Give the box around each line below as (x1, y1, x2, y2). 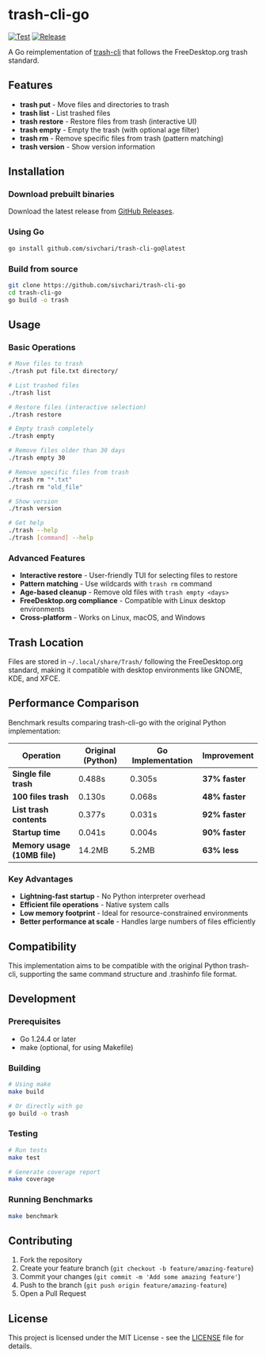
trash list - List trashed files (19, 108, 111, 117)
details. (8, 1341, 32, 1351)
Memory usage (12, 840, 71, 851)
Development (8, 992, 77, 1005)
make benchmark (8, 1212, 59, 1220)
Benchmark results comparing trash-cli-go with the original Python (8, 717, 226, 727)
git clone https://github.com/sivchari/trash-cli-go (8, 281, 186, 289)
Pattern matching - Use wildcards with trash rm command (19, 579, 212, 589)
